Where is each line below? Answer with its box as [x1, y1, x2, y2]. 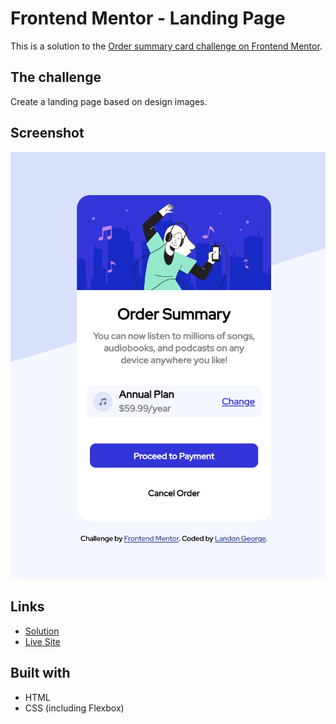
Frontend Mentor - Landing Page [10, 7, 286, 30]
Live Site [24, 635, 61, 647]
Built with [10, 665, 71, 682]
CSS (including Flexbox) [24, 702, 125, 714]
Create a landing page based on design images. [10, 95, 208, 107]
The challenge [10, 69, 102, 86]
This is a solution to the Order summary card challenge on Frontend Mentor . [10, 40, 323, 52]
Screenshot [10, 125, 85, 142]
